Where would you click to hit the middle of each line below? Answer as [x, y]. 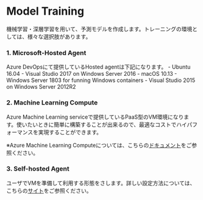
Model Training [45, 11]
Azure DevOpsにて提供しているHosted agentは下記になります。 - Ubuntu [98, 67]
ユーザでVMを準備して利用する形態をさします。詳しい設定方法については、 [101, 183]
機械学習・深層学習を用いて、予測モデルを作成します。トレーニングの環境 [99, 29]
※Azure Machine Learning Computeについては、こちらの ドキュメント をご [99, 145]
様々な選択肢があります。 [59, 36]
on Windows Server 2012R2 [41, 87]
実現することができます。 [70, 132]
